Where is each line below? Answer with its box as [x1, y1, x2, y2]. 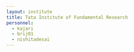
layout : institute [6, 8, 53, 15]
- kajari [11, 25, 34, 32]
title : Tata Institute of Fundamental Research [6, 14, 129, 20]
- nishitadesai [11, 36, 50, 42]
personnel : [6, 20, 34, 26]
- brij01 [11, 31, 34, 37]
